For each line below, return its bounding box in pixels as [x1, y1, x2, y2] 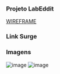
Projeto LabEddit [6, 5, 54, 13]
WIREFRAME [6, 18, 37, 25]
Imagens [6, 48, 31, 57]
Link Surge [6, 33, 37, 41]
